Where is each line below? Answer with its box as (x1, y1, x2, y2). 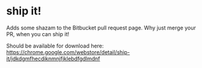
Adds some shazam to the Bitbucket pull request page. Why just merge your (6, 24, 197, 31)
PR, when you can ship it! (6, 30, 70, 37)
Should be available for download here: (6, 42, 104, 49)
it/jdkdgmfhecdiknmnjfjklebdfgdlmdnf (6, 55, 100, 62)
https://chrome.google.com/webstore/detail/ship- (6, 48, 130, 55)
